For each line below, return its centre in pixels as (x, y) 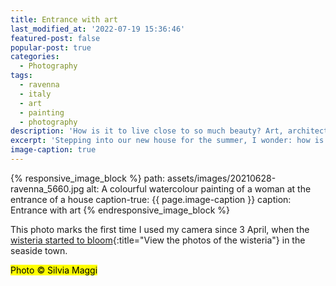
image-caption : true (53, 150)
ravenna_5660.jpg (47, 188)
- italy (35, 94)
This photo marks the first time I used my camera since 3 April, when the (160, 229)
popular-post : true (51, 47)
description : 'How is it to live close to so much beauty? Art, (147, 131)
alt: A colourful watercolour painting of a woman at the (199, 188)
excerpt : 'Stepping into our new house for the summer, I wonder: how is (167, 141)
